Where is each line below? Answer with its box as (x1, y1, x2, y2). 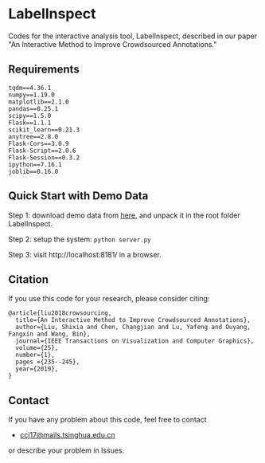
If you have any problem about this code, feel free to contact (8, 415, 207, 425)
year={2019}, (15, 365, 59, 373)
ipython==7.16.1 (8, 160, 62, 168)
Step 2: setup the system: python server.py (8, 234, 151, 244)
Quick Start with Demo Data (8, 189, 149, 203)
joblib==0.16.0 (8, 167, 59, 175)
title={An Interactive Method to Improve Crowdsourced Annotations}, (15, 316, 251, 324)
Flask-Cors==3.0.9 (8, 139, 69, 147)
